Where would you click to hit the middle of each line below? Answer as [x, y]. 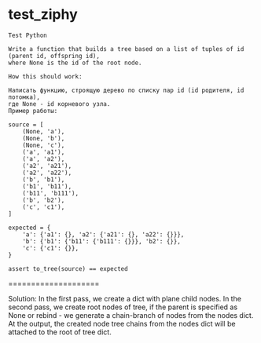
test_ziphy [43, 15]
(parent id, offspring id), [54, 56]
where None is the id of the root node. [75, 63]
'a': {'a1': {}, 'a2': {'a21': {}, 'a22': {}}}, [103, 234]
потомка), [24, 97]
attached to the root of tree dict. [60, 332]
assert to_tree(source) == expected [68, 268]
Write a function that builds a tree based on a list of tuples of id [126, 49]
